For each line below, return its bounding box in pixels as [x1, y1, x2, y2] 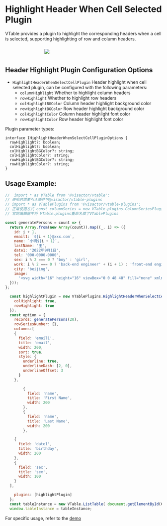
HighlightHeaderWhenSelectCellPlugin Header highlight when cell [12, 79, 147, 85]
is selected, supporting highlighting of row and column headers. [5, 36, 136, 42]
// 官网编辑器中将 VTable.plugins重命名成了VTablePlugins [5, 211, 119, 216]
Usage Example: [5, 179, 57, 188]
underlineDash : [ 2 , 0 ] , [23, 364, 72, 369]
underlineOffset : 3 [23, 368, 64, 373]
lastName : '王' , [14, 243, 47, 249]
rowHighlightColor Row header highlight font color [19, 116, 124, 122]
